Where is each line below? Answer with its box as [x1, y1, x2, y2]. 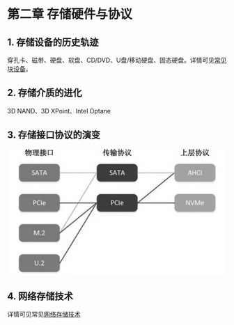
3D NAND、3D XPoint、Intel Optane [7, 106, 111, 115]
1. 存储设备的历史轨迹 [7, 36, 99, 48]
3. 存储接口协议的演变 [7, 129, 101, 141]
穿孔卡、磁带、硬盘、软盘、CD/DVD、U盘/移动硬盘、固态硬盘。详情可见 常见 [7, 56, 227, 64]
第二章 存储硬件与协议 [7, 6, 132, 22]
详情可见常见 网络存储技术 [7, 310, 81, 319]
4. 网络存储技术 [7, 290, 73, 303]
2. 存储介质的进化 [7, 87, 82, 99]
